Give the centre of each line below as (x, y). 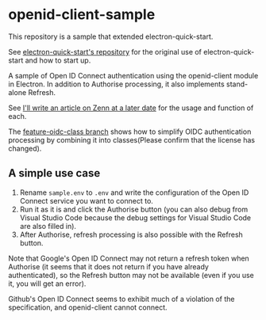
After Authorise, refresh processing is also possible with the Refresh (131, 234)
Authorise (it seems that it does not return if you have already (108, 266)
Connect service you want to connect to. (86, 200)
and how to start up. (58, 60)
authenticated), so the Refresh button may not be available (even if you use (131, 275)
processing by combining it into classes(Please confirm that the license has (132, 139)
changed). (25, 148)
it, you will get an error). (47, 284)
